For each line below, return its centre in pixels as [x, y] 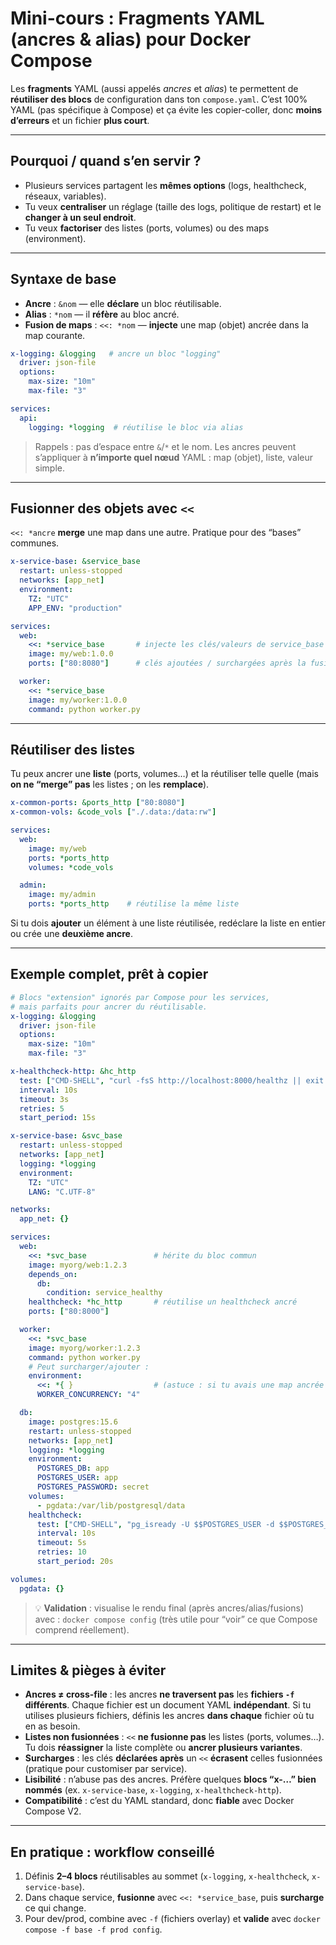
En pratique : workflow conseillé [112, 1852]
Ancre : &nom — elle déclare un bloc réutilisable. [123, 303]
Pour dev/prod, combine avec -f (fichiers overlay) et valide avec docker [172, 1919]
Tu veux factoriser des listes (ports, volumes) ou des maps [147, 228]
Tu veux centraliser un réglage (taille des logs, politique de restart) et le [173, 206]
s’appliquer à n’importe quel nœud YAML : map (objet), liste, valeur [174, 457]
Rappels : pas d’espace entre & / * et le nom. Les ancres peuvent [165, 446]
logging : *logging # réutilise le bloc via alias [136, 427]
